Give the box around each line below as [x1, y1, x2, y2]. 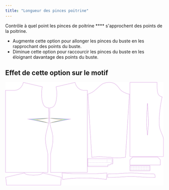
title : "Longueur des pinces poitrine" [5, 8, 89, 13]
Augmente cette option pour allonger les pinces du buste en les [12, 38, 144, 44]
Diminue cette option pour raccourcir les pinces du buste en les [12, 49, 144, 55]
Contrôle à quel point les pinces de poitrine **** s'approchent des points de [5, 23, 162, 29]
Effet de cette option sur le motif [5, 69, 109, 77]
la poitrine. [5, 28, 28, 34]
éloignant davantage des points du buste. [12, 54, 99, 60]
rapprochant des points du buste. [12, 43, 82, 49]
